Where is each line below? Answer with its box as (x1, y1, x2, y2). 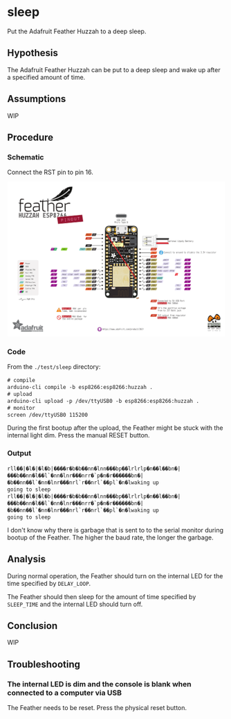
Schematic (7, 152, 44, 162)
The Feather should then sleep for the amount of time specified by (7, 592, 196, 600)
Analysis (7, 553, 46, 565)
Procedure (7, 131, 54, 143)
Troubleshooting (7, 658, 81, 670)
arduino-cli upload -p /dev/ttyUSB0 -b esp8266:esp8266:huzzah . (7, 398, 199, 405)
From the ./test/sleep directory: (7, 363, 101, 371)
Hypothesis (7, 47, 59, 59)
